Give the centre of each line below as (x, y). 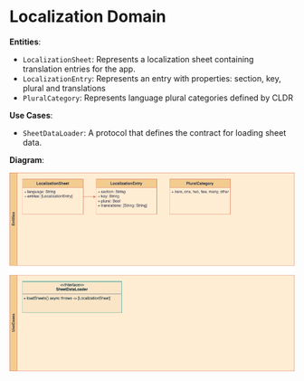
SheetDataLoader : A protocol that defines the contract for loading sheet (154, 132)
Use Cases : (31, 115)
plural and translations (64, 88)
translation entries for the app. (79, 69)
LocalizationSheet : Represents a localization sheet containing (138, 59)
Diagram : (27, 159)
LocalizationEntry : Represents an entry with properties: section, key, (152, 78)
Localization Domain (88, 17)
